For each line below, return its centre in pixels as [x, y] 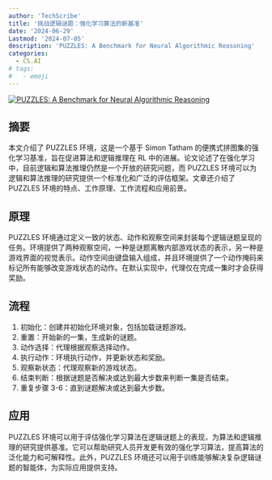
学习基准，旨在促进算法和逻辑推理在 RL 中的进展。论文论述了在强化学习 [135, 158]
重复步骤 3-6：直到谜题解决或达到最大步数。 [95, 388]
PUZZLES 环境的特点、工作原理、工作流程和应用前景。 [100, 188]
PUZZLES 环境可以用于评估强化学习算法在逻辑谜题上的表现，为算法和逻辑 [132, 437]
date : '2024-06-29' [41, 31]
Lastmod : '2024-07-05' [47, 39]
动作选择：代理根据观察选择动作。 [77, 347]
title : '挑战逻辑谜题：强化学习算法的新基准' [76, 24]
